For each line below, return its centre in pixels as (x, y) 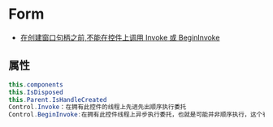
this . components (36, 85)
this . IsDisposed (36, 92)
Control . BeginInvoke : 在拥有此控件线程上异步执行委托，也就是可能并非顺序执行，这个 (135, 115)
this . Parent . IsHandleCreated (58, 99)
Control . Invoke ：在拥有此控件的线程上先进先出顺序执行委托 (97, 107)
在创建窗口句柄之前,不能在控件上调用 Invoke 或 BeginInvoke (120, 37)
